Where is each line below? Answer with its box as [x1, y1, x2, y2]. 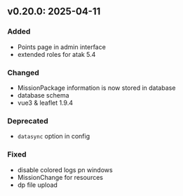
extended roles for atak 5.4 [17, 50, 96, 58]
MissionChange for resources [17, 173, 104, 181]
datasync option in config [17, 132, 90, 141]
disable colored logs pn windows [17, 165, 114, 174]
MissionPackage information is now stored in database [17, 84, 176, 92]
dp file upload [17, 181, 58, 189]
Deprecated [7, 116, 49, 126]
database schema [17, 91, 69, 99]
